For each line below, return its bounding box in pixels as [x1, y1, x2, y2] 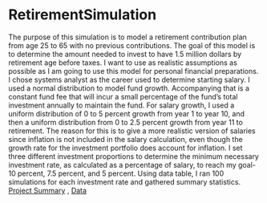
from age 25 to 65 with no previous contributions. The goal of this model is [8, 40, 256, 50]
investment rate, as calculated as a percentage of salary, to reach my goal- [8, 160, 257, 169]
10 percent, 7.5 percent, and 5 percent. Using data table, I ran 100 [8, 168, 225, 178]
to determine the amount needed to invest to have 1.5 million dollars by [8, 49, 242, 59]
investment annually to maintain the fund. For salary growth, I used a [8, 100, 235, 110]
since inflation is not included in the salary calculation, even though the [8, 134, 243, 144]
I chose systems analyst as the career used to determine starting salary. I [8, 75, 250, 84]
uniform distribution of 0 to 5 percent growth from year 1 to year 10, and [8, 108, 245, 118]
